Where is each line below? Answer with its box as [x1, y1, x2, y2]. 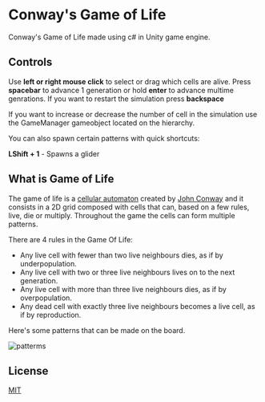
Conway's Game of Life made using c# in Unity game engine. [8, 32, 211, 42]
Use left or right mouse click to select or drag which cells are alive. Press [8, 76, 251, 86]
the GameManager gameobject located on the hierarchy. [8, 118, 195, 128]
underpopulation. [19, 258, 78, 268]
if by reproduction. [19, 310, 82, 319]
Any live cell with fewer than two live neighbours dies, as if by [19, 250, 224, 260]
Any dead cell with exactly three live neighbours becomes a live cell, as [19, 301, 255, 311]
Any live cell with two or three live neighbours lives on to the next [19, 267, 235, 277]
